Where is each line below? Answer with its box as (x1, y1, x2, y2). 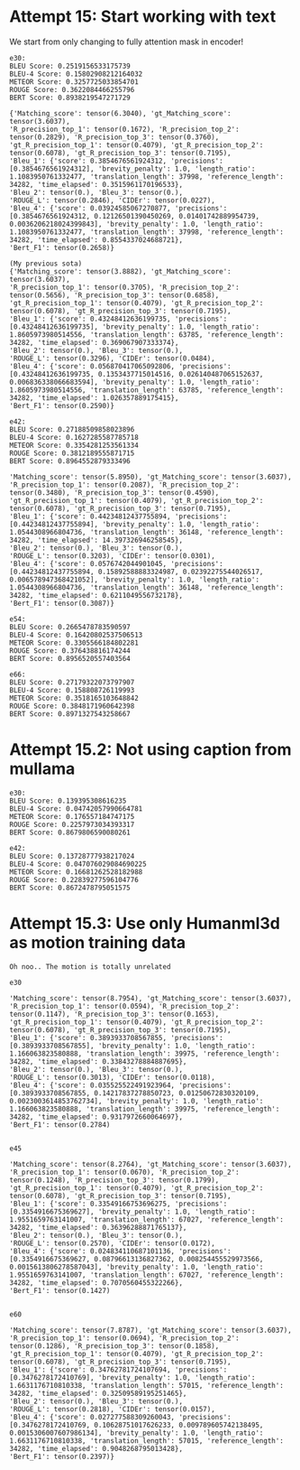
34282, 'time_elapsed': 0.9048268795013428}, (9, 1444, 183, 1453)
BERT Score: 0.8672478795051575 (9, 883, 131, 892)
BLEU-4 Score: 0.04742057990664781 (9, 804, 143, 814)
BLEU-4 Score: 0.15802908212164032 (9, 70, 143, 79)
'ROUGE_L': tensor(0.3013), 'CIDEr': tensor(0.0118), (9, 1073, 216, 1082)
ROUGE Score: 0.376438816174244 (9, 646, 131, 656)
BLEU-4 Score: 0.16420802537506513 (9, 630, 143, 639)
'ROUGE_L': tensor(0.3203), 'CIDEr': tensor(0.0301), (9, 551, 216, 561)
